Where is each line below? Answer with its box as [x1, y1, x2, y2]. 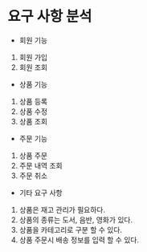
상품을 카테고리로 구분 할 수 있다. [18, 225, 122, 234]
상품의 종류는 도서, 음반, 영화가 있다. [18, 214, 133, 225]
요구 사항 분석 [7, 7, 92, 26]
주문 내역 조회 [18, 161, 63, 170]
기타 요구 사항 [18, 188, 63, 197]
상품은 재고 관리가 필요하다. [18, 205, 106, 214]
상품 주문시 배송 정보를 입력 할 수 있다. [18, 234, 140, 245]
